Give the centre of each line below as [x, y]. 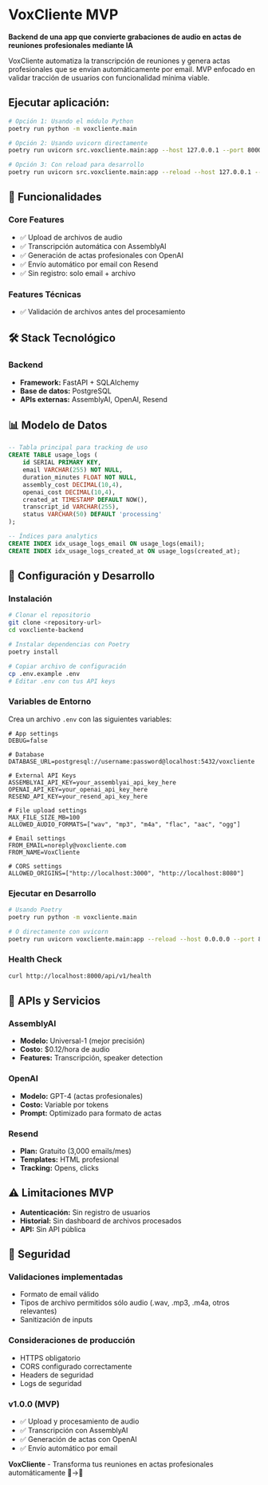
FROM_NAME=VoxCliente [44, 852]
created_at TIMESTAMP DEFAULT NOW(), [85, 500]
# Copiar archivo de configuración [67, 666]
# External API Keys [43, 776]
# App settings [33, 733]
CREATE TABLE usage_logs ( [53, 455]
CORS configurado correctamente [76, 1366]
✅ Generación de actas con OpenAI [78, 1440]
